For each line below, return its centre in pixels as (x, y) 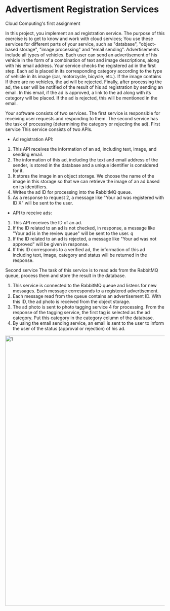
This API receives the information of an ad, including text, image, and (84, 149)
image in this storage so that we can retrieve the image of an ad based (86, 181)
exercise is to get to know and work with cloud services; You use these (79, 39)
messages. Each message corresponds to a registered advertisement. (86, 291)
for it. (18, 171)
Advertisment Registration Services (82, 9)
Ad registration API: (33, 139)
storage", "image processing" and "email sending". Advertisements (89, 49)
